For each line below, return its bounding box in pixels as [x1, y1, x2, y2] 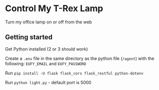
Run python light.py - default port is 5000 [5, 79, 91, 85]
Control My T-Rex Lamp [5, 3, 104, 14]
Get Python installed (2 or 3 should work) [5, 46, 88, 52]
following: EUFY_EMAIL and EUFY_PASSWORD [5, 60, 87, 66]
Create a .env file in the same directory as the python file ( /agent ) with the [5, 55, 155, 61]
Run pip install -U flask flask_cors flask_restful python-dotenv [5, 70, 143, 76]
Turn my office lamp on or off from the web [5, 19, 92, 25]
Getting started [5, 33, 53, 41]
